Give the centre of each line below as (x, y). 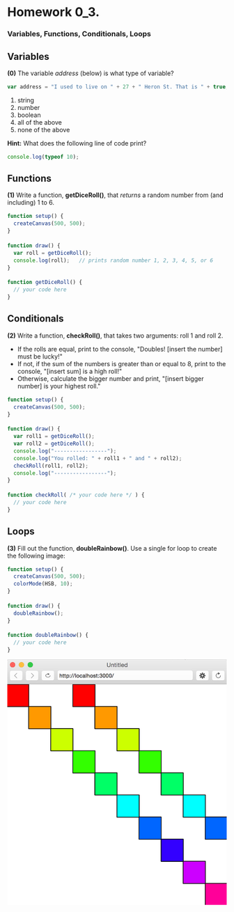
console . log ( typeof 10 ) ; (43, 157)
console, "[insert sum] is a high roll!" (70, 371)
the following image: (36, 556)
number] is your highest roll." (59, 386)
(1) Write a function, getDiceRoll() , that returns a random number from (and (115, 195)
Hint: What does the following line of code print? (77, 143)
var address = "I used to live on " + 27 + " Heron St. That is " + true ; (118, 87)
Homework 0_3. (53, 12)
